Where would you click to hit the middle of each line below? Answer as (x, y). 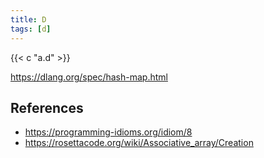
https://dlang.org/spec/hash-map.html (89, 77)
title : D (28, 19)
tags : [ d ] (31, 29)
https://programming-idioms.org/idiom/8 (108, 132)
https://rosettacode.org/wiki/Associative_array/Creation (139, 143)
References (47, 107)
